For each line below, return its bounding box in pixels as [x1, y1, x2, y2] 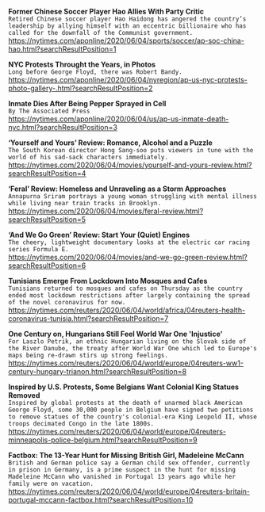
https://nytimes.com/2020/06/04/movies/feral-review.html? [8, 206, 204, 216]
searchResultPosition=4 [8, 169, 86, 178]
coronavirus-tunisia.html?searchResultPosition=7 [8, 314, 169, 323]
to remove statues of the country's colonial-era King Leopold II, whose [8, 413, 258, 421]
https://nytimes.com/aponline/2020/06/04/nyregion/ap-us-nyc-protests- [8, 75, 248, 84]
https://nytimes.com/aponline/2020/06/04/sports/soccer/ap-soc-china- [8, 36, 244, 45]
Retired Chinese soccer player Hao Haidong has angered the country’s [8, 15, 247, 23]
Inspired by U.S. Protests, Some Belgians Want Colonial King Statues [8, 382, 240, 392]
